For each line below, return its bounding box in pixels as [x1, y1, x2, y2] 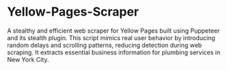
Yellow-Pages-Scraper [7, 4, 139, 20]
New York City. [7, 55, 49, 63]
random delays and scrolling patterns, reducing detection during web [7, 41, 202, 49]
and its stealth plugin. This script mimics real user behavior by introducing [7, 33, 215, 41]
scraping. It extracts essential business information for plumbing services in [7, 48, 221, 56]
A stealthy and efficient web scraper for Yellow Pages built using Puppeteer [7, 27, 220, 35]
